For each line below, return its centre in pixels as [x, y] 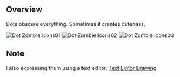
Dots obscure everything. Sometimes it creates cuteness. [76, 24]
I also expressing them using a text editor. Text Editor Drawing [81, 68]
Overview [24, 10]
